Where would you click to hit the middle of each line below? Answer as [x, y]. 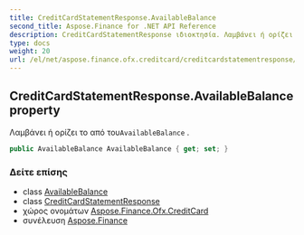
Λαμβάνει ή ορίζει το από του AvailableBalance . [100, 132]
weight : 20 [30, 52]
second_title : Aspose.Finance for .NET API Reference [113, 26]
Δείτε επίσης [38, 172]
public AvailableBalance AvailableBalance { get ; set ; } [119, 149]
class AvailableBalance [65, 192]
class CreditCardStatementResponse [91, 201]
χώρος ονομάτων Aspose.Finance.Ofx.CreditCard [115, 211]
